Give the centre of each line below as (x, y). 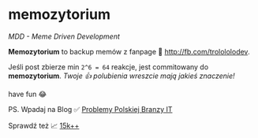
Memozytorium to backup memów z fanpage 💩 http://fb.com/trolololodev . (129, 51)
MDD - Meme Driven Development (64, 36)
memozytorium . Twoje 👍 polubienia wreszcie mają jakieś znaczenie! (122, 76)
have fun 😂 (28, 94)
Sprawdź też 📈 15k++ (44, 125)
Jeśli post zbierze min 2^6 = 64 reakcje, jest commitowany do (108, 67)
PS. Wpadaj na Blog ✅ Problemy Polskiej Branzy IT (90, 109)
